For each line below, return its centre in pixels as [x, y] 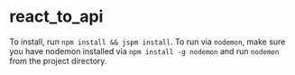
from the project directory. [58, 61]
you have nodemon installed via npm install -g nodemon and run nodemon [144, 51]
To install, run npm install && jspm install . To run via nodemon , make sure [147, 42]
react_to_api [56, 17]
